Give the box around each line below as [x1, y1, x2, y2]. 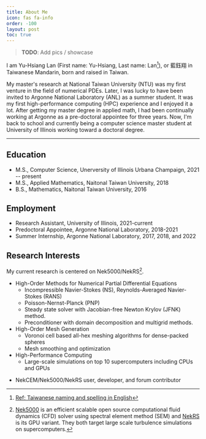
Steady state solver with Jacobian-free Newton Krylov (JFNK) [24, 305, 181, 313]
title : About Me [6, 9, 48, 15]
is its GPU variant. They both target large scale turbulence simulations [15, 419, 192, 426]
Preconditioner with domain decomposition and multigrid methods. [24, 319, 193, 326]
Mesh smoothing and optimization [24, 344, 110, 352]
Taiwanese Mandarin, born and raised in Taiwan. [6, 68, 129, 76]
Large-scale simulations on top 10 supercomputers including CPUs [24, 357, 193, 365]
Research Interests [6, 250, 80, 261]
